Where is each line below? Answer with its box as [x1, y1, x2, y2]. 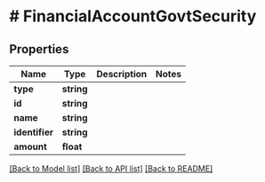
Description [96, 68, 148, 80]
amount [13, 140, 47, 153]
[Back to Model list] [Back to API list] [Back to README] [9, 163, 213, 174]
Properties [9, 42, 69, 57]
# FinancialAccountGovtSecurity [9, 6, 257, 27]
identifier [13, 126, 53, 138]
